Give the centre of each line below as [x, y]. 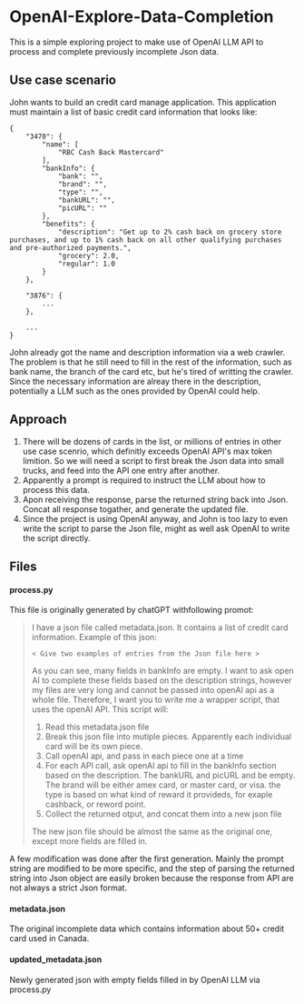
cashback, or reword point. [96, 804]
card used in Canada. [49, 939]
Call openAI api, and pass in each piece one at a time [144, 756]
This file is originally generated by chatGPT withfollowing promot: [132, 610]
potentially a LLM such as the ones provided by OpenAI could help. [135, 391]
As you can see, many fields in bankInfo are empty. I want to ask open [163, 671]
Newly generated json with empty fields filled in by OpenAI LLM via [135, 979]
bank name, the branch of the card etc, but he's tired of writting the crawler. [152, 371]
